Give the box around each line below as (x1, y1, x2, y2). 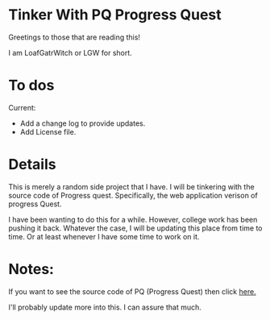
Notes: (8, 260, 55, 278)
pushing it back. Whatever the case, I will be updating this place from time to (8, 223, 264, 233)
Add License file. (19, 127, 77, 136)
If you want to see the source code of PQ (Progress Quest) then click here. (8, 286, 256, 296)
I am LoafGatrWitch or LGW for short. (8, 48, 133, 57)
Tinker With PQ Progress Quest (8, 6, 222, 24)
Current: (8, 102, 36, 112)
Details (8, 156, 56, 174)
